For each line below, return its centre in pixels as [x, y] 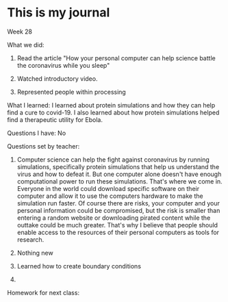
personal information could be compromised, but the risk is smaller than [118, 210]
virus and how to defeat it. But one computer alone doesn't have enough [119, 174]
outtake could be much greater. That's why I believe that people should [117, 225]
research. [30, 239]
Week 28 [20, 32]
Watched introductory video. [57, 78]
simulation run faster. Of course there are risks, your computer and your [118, 203]
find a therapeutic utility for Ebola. [55, 119]
